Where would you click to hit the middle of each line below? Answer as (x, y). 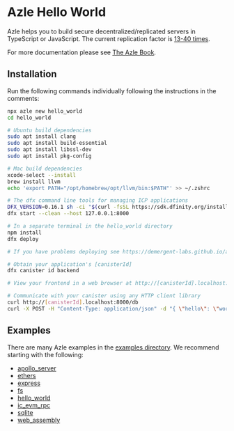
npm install (24, 233)
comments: (23, 98)
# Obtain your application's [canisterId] (70, 264)
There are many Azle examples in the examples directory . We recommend (113, 347)
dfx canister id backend (43, 271)
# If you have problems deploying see (63, 251)
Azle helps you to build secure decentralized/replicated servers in (102, 31)
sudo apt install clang (42, 136)
